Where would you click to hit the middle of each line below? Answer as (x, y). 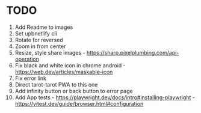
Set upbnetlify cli (36, 33)
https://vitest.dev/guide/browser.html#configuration (79, 103)
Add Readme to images (44, 27)
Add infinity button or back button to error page (74, 91)
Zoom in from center (40, 46)
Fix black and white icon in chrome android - (70, 65)
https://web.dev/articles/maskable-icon (64, 72)
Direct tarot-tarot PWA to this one (56, 84)
